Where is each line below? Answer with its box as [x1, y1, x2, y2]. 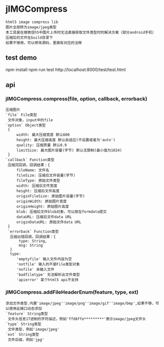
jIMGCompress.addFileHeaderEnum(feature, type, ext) [5, 289, 139, 296]
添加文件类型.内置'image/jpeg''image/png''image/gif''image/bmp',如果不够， [5, 301, 156, 306]
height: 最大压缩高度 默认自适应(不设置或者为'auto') [16, 138, 116, 143]
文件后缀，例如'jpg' [7, 337, 44, 342]
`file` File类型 [5, 112, 37, 118]
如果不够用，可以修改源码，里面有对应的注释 [5, 40, 82, 45]
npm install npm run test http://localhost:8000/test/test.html [5, 66, 126, 72]
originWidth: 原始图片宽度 [16, 199, 67, 204]
